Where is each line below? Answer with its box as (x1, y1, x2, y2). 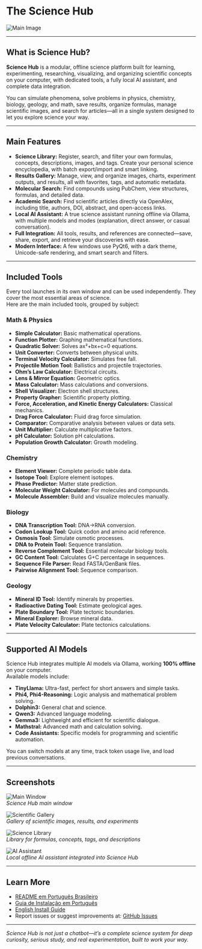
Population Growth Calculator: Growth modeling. (14, 439, 138, 446)
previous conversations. (6, 754, 66, 761)
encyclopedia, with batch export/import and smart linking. (14, 165, 159, 173)
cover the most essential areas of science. (6, 294, 111, 302)
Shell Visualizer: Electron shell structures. (14, 387, 120, 395)
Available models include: (6, 673, 70, 680)
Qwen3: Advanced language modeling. (14, 710, 112, 717)
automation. (14, 736, 45, 743)
